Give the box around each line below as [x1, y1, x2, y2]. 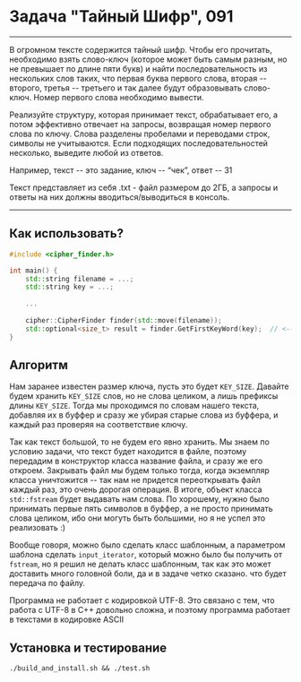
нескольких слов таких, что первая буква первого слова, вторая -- [9, 73, 267, 83]
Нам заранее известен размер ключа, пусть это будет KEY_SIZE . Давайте [9, 381, 289, 392]
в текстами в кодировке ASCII [9, 614, 124, 625]
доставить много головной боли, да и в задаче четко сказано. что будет [9, 568, 287, 579]
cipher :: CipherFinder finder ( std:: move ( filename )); [25, 315, 222, 324]
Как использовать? [9, 226, 124, 241]
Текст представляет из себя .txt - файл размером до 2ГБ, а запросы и [9, 182, 279, 193]
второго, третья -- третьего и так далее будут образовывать [9, 82, 243, 93]
